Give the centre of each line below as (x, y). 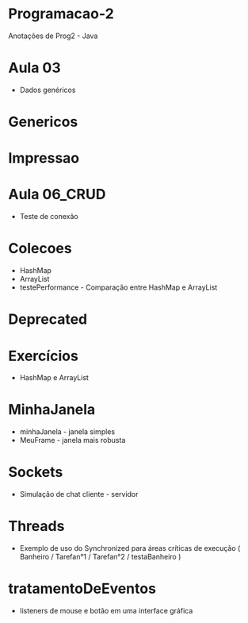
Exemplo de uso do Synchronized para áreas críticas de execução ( (130, 548)
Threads (36, 527)
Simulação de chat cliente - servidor (79, 494)
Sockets (36, 472)
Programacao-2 (61, 14)
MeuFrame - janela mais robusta (72, 440)
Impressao (44, 158)
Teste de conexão (49, 217)
